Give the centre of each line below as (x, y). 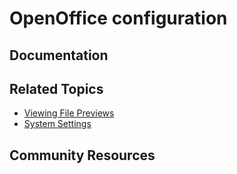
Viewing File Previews (69, 113)
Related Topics (56, 88)
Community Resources (82, 155)
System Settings (57, 124)
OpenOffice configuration (118, 18)
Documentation (59, 55)
